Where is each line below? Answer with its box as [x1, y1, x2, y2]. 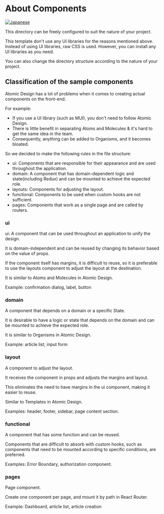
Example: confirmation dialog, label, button [5, 285, 92, 290]
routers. [12, 207, 28, 213]
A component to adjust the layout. [5, 365, 73, 371]
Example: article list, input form [5, 342, 68, 347]
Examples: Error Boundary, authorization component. [5, 461, 112, 467]
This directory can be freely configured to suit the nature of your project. [5, 29, 152, 34]
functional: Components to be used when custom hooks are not [12, 191, 141, 197]
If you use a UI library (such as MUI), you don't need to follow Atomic [12, 115, 152, 121]
